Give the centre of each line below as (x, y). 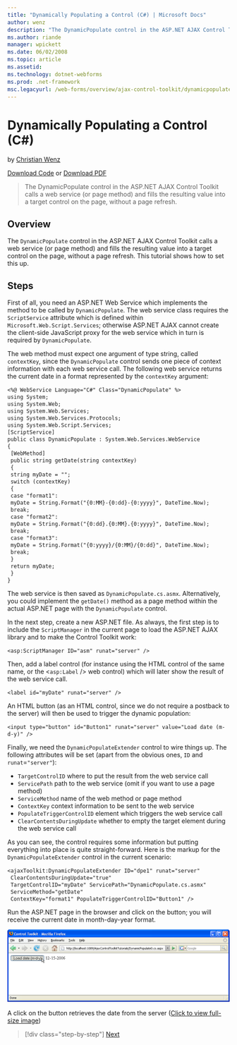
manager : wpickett (34, 45)
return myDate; (32, 566)
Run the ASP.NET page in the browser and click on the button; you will (109, 912)
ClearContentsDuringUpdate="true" (61, 878)
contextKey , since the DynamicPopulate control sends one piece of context (114, 361)
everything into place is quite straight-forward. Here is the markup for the (114, 849)
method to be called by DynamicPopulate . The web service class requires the (118, 310)
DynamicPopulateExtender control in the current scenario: (89, 857)
